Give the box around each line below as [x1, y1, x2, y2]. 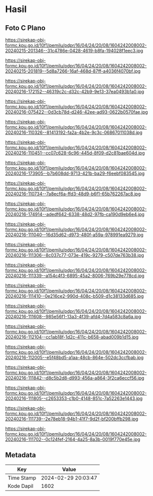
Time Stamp [8, 474, 37, 481]
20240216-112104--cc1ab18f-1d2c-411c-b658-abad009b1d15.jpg [5, 334, 139, 340]
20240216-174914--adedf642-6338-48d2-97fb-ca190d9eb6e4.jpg [5, 211, 144, 217]
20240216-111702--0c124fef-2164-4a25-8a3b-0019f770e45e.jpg [5, 437, 140, 442]
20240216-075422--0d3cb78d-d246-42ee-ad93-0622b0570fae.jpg [5, 109, 148, 115]
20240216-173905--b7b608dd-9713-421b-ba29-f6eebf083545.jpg [5, 170, 145, 176]
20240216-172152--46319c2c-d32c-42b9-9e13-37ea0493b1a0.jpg [5, 89, 144, 94]
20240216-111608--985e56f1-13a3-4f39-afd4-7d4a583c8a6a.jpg [5, 314, 141, 319]
